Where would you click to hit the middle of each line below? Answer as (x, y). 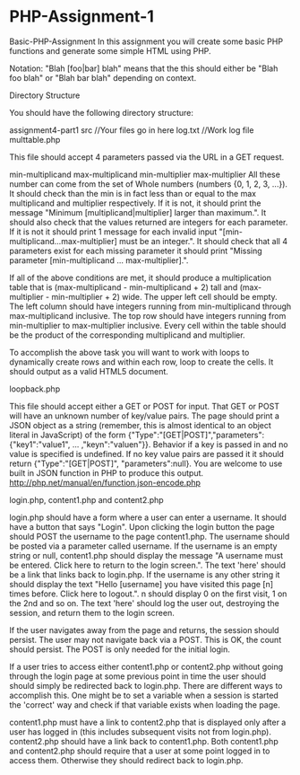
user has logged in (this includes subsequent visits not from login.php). (140, 731)
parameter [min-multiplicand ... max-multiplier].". (99, 260)
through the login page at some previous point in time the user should (138, 676)
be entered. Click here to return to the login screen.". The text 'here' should (148, 565)
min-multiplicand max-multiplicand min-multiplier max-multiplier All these (145, 174)
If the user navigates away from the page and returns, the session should (144, 630)
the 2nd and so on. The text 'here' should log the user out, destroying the (144, 603)
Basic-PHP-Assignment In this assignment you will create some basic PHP (146, 41)
